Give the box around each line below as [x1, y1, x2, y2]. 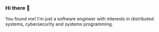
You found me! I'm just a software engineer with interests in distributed [5, 16, 154, 22]
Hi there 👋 [5, 4, 31, 11]
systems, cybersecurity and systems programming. [5, 21, 113, 27]
